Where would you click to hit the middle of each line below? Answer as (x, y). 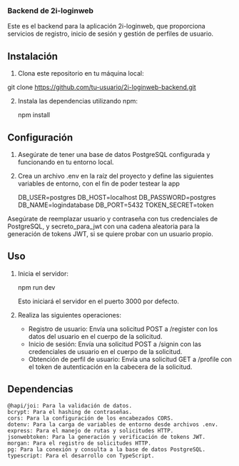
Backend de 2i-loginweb (51, 11)
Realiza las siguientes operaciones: (69, 315)
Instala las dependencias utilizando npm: (77, 101)
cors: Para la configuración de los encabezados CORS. (91, 418)
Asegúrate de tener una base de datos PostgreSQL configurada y (114, 154)
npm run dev (36, 287)
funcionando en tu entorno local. (66, 162)
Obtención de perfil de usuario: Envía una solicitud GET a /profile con (130, 359)
